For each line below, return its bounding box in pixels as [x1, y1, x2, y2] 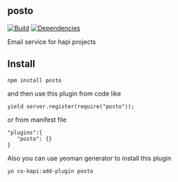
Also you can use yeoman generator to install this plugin [7, 154, 172, 162]
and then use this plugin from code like [7, 89, 121, 98]
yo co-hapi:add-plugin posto [7, 167, 94, 175]
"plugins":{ [7, 129, 43, 136]
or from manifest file [7, 115, 67, 124]
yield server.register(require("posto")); [7, 103, 135, 110]
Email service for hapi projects [7, 38, 96, 46]
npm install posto [7, 76, 62, 84]
